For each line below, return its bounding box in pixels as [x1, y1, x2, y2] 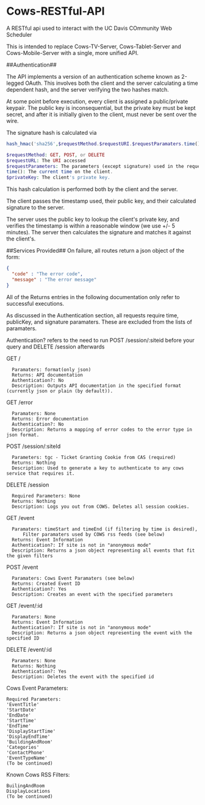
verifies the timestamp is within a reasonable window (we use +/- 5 [6, 222, 176, 229]
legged [6, 79, 24, 87]
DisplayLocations [6, 788, 51, 794]
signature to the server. [6, 204, 65, 211]
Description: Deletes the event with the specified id [12, 673, 154, 680]
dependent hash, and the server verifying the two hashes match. [6, 85, 169, 93]
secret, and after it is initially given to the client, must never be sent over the [6, 110, 197, 118]
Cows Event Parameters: [6, 684, 68, 691]
